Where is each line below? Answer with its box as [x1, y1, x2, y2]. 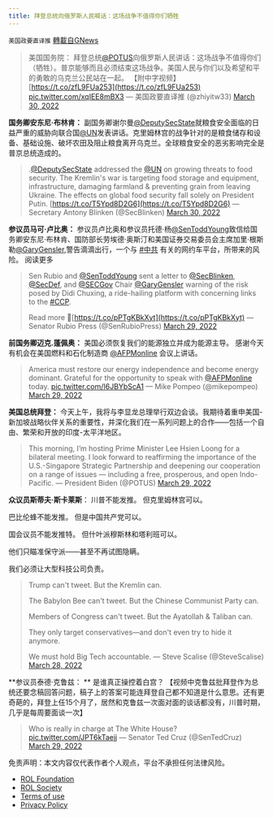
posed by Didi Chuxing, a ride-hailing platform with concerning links [28, 288, 257, 297]
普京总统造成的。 [8, 148, 66, 158]
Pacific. [28, 478, 54, 487]
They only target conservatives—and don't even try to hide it [28, 627, 232, 637]
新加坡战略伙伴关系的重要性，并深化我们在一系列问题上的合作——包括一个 [8, 417, 258, 426]
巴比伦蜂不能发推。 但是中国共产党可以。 [8, 512, 146, 522]
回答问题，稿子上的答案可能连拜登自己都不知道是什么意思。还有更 [43, 687, 265, 697]
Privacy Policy [19, 799, 68, 809]
